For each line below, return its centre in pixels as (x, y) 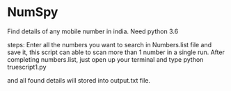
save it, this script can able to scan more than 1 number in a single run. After (116, 52)
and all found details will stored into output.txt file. (79, 80)
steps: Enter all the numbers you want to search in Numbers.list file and (110, 44)
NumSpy (33, 12)
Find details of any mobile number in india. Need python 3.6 (93, 31)
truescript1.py (27, 67)
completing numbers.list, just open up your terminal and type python (105, 59)
